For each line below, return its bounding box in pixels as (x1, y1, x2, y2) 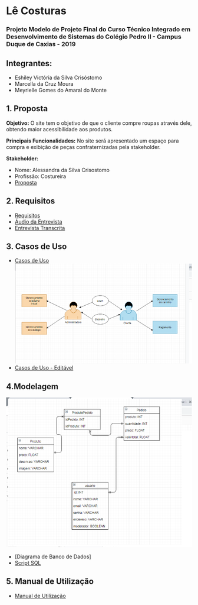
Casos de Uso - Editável (14, 364, 74, 371)
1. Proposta (6, 103, 48, 114)
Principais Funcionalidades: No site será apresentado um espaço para (6, 137, 179, 144)
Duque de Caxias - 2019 (6, 40, 76, 48)
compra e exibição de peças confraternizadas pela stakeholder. (6, 143, 161, 150)
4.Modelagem (6, 381, 59, 392)
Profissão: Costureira (14, 173, 67, 180)
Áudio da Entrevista (14, 218, 62, 225)
